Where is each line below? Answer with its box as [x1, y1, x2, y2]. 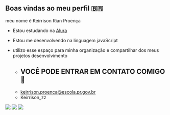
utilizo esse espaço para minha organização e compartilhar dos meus [12, 47, 159, 53]
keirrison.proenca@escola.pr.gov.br [20, 89, 96, 95]
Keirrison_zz [20, 94, 47, 100]
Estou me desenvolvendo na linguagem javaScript [12, 37, 118, 43]
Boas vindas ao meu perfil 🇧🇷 [5, 4, 103, 13]
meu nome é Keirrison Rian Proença [5, 17, 81, 23]
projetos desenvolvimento [12, 52, 68, 59]
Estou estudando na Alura [12, 27, 67, 34]
